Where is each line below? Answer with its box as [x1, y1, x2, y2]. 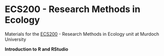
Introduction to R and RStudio [5, 46, 68, 52]
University [5, 36, 26, 42]
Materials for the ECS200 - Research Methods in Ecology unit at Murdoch [5, 31, 159, 37]
